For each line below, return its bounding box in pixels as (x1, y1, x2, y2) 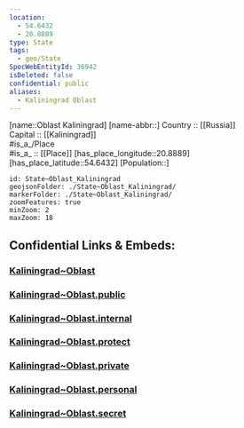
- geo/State (17, 54, 62, 63)
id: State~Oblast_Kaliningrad (9, 175, 122, 184)
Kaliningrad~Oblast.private (9, 360, 130, 372)
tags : (9, 46, 29, 55)
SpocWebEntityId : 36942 (9, 63, 98, 72)
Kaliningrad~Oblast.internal (9, 312, 133, 324)
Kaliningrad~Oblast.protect (9, 336, 130, 348)
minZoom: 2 (9, 206, 50, 215)
